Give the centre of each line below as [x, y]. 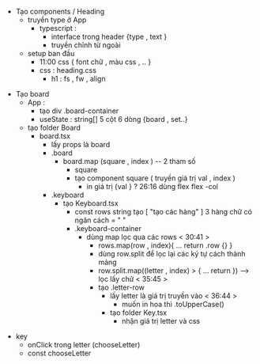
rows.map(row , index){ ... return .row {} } [166, 245]
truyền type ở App [57, 20]
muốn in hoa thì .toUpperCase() [173, 304]
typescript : [58, 28]
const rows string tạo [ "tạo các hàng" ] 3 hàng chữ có [164, 212]
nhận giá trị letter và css [161, 321]
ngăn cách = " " [100, 220]
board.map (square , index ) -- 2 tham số [129, 161]
